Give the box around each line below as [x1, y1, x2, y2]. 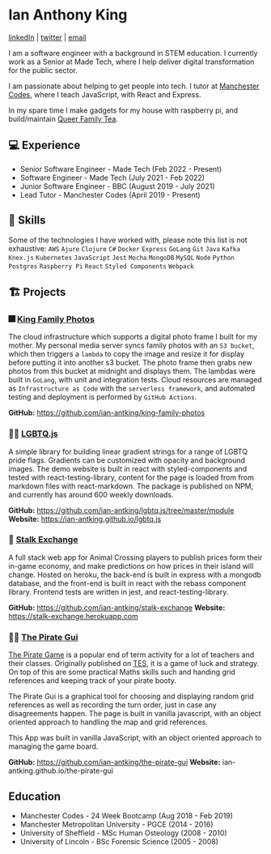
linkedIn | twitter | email [8, 32, 87, 42]
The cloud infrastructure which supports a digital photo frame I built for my [8, 332, 257, 342]
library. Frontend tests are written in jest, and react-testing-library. [8, 587, 229, 596]
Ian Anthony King [8, 6, 128, 24]
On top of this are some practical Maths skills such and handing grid [8, 667, 236, 677]
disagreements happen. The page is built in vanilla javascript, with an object [8, 709, 261, 719]
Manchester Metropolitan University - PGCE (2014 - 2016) [19, 819, 214, 829]
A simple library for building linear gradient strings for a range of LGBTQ [8, 446, 248, 456]
